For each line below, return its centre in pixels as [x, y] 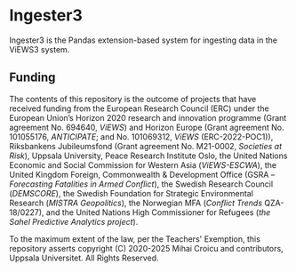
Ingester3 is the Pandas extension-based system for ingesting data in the [144, 40]
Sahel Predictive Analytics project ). [74, 221]
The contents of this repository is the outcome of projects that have [133, 99]
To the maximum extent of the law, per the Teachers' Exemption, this [135, 239]
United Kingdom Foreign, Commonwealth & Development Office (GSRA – [142, 174]
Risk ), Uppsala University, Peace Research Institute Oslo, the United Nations [148, 156]
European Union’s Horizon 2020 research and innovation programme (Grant [148, 117]
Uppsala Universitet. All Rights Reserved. [84, 258]
